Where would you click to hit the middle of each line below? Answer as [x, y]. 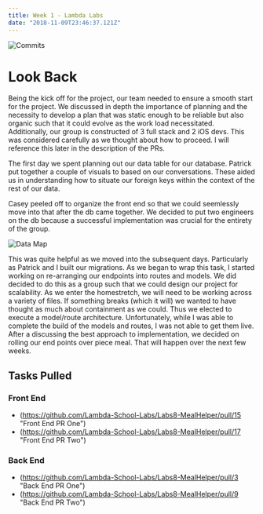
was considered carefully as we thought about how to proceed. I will [119, 140]
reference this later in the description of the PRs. [86, 148]
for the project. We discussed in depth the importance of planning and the [128, 107]
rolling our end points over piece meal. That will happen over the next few [127, 343]
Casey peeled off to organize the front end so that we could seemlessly [124, 204]
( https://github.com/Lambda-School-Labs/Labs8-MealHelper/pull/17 [130, 432]
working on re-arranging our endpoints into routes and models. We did [122, 276]
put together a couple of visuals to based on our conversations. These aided [131, 172]
